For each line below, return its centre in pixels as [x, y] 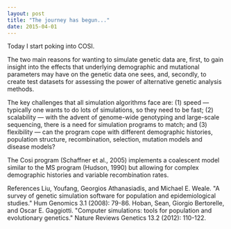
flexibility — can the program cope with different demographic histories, [110, 132]
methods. [21, 89]
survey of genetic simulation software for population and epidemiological [112, 196]
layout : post [26, 14]
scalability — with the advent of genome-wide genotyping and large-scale [113, 117]
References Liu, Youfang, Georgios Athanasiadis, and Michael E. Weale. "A [113, 189]
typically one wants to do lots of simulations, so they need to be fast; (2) [110, 110]
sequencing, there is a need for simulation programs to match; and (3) [107, 125]
